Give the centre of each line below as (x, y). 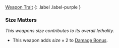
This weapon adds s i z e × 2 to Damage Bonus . (60, 40)
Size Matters (21, 20)
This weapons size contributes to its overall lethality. (60, 31)
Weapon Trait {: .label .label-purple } (43, 7)
